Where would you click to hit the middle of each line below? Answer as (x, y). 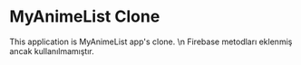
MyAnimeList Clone (85, 17)
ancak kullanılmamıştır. (52, 51)
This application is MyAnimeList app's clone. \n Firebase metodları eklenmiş (151, 42)
